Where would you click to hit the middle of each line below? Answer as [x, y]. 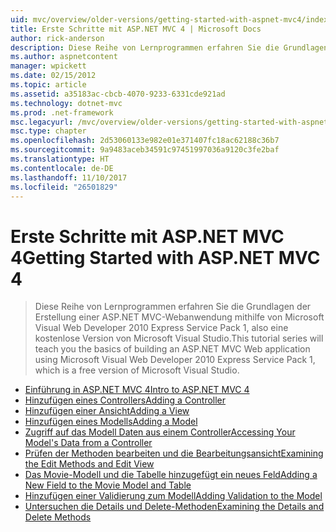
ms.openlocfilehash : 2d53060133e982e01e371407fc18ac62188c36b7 [145, 141]
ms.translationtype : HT [60, 159]
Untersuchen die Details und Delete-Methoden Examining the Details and [174, 507]
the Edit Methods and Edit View [89, 464]
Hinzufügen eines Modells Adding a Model [111, 422]
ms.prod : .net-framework [62, 112]
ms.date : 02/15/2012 [53, 76]
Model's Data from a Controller [88, 443]
